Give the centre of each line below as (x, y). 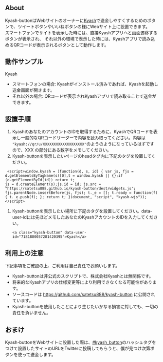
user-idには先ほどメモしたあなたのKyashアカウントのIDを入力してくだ (83, 217)
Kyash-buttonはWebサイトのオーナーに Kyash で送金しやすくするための (76, 20)
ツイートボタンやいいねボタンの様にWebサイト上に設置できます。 (84, 26)
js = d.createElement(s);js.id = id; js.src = (53, 184)
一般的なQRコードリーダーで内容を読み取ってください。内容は (83, 138)
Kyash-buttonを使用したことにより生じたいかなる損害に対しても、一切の (85, 307)
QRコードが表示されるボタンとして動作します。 (61, 45)
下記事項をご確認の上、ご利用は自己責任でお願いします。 (63, 266)
